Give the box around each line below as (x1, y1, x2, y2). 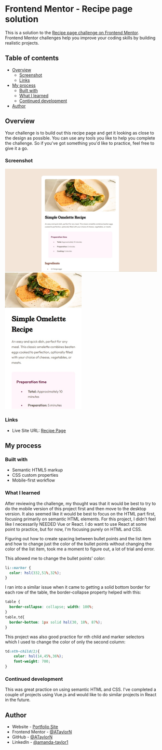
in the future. (5, 697, 31, 703)
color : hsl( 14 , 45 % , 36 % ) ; (13, 654, 64, 659)
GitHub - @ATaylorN (12, 734, 53, 740)
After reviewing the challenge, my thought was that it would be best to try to (5, 500, 156, 506)
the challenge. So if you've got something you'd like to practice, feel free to (5, 140, 155, 146)
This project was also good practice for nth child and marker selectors (5, 634, 145, 640)
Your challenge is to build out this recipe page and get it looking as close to (5, 130, 154, 136)
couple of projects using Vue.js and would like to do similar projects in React (5, 692, 157, 698)
